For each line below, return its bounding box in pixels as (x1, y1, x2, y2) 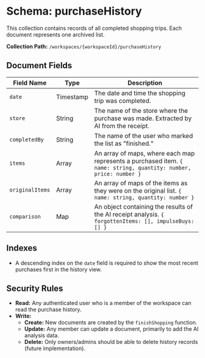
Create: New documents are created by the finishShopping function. (24, 319, 198, 326)
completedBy (9, 136, 45, 143)
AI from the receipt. (94, 121, 149, 130)
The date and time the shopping (94, 88, 186, 97)
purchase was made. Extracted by (94, 114, 192, 123)
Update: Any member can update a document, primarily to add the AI (24, 325, 199, 333)
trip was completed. (94, 96, 151, 105)
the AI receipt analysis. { (94, 210, 165, 218)
